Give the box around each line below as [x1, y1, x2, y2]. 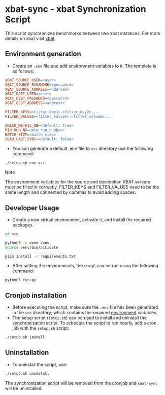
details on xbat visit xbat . [5, 36, 56, 41]
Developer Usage [5, 204, 59, 212]
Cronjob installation [5, 291, 67, 299]
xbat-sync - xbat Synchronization [5, 3, 146, 15]
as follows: [12, 68, 34, 74]
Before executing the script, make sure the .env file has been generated [12, 304, 159, 310]
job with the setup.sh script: [12, 325, 69, 331]
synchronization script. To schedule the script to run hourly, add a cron [12, 320, 157, 326]
